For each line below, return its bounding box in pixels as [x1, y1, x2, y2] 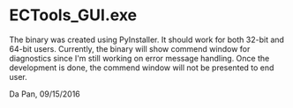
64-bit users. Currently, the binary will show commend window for [9, 43, 251, 54]
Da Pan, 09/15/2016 [9, 89, 81, 99]
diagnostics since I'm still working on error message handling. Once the [9, 53, 270, 63]
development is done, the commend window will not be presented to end [9, 62, 274, 73]
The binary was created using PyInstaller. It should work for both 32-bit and [9, 34, 285, 45]
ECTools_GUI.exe [9, 5, 138, 25]
